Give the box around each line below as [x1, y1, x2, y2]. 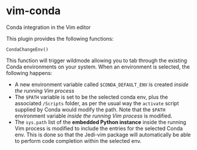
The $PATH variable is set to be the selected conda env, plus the [14, 93, 168, 100]
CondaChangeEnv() [6, 46, 49, 53]
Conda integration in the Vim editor [6, 24, 91, 31]
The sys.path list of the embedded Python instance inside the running [14, 118, 186, 125]
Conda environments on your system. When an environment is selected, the [6, 63, 190, 70]
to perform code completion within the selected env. [14, 137, 142, 144]
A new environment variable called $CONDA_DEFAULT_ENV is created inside [14, 81, 189, 88]
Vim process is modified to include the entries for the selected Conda [14, 125, 183, 132]
